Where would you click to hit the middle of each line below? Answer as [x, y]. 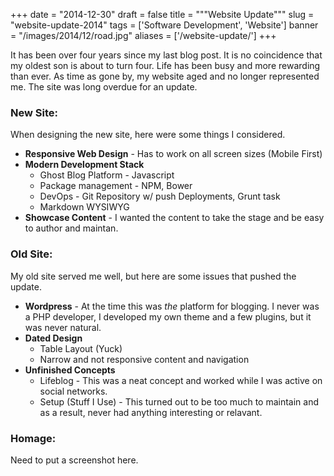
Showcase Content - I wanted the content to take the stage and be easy [174, 218]
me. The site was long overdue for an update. [104, 87]
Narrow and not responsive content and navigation [144, 359]
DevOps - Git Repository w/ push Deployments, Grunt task [160, 196]
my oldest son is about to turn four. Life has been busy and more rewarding [165, 65]
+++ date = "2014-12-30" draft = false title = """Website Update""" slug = [162, 14]
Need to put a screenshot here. [74, 460]
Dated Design [53, 338]
